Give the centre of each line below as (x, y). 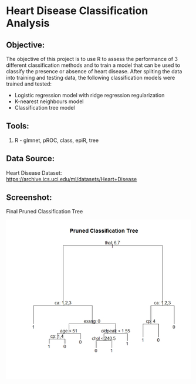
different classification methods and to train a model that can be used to (93, 65)
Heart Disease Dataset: (34, 173)
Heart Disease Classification (77, 11)
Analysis (28, 23)
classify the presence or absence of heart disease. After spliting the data (94, 71)
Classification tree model (45, 108)
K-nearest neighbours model (49, 101)
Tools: (18, 126)
